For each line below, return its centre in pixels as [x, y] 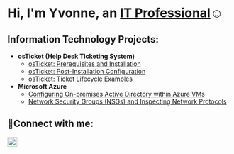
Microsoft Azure [42, 86]
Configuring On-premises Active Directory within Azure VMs [117, 94]
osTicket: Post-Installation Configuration [87, 71]
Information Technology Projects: [83, 39]
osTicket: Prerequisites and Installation [85, 64]
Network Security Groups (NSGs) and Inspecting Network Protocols [127, 101]
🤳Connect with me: [50, 124]
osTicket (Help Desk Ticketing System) [76, 56]
